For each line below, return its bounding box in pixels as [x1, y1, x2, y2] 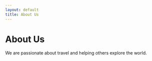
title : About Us [5, 12, 39, 17]
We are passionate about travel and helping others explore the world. [5, 50, 147, 56]
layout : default [5, 7, 39, 12]
